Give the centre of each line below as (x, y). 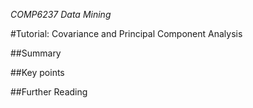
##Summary (36, 53)
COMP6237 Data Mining (61, 14)
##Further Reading (49, 92)
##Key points (37, 72)
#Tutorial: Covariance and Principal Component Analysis (126, 33)
